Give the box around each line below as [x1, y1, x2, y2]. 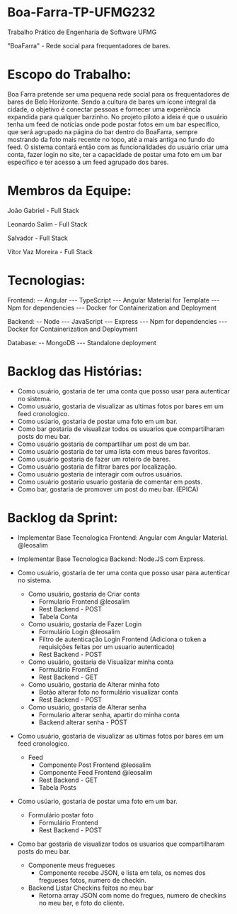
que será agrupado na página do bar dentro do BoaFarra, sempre [7, 127, 198, 136]
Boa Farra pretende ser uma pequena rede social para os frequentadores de [7, 89, 230, 98]
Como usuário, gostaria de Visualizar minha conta [28, 658, 174, 666]
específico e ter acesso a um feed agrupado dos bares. [7, 158, 169, 166]
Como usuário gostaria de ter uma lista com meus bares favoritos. [17, 447, 211, 455]
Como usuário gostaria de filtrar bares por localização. [17, 462, 178, 471]
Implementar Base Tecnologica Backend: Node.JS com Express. [17, 555, 205, 563]
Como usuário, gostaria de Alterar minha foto [28, 680, 161, 689]
